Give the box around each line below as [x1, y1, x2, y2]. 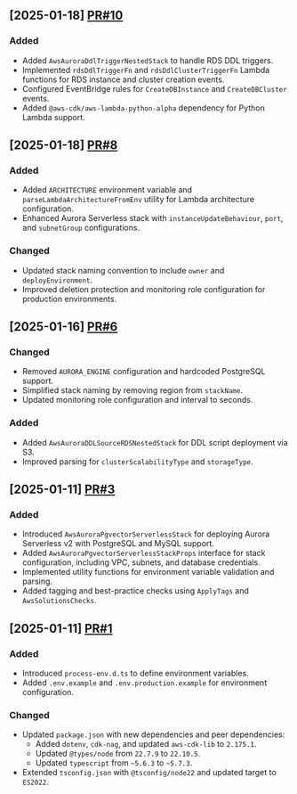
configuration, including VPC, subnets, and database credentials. [21, 557, 261, 568]
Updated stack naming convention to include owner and [21, 265, 225, 275]
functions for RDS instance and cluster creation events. [21, 74, 225, 85]
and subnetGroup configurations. [21, 223, 140, 233]
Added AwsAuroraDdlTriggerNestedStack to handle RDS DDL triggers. [21, 54, 274, 66]
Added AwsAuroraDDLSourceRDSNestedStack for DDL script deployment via [21, 437, 289, 447]
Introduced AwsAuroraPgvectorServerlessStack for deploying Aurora [21, 528, 270, 539]
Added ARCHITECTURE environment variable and [21, 184, 193, 195]
